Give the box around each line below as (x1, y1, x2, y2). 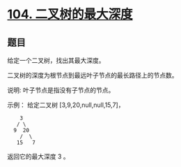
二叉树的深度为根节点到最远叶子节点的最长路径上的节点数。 (7, 71, 178, 79)
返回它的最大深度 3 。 (7, 152, 70, 161)
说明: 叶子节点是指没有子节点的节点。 (7, 86, 115, 94)
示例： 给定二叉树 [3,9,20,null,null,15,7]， (7, 101, 125, 109)
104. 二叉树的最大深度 (7, 6, 134, 22)
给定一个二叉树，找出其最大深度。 (7, 57, 105, 64)
